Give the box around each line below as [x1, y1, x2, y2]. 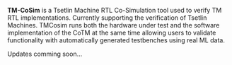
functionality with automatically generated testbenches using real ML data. [7, 36, 225, 45]
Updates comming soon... [7, 49, 83, 58]
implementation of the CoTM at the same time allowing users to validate [7, 28, 216, 37]
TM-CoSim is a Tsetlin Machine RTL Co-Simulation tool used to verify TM [7, 6, 222, 14]
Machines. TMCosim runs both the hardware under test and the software [7, 21, 220, 29]
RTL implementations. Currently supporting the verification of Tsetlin [7, 13, 207, 22]
